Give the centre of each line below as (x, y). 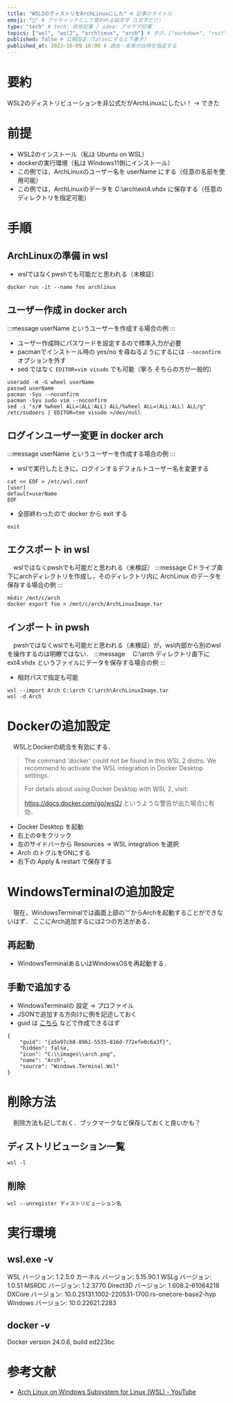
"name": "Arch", (43, 1060)
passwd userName (31, 388)
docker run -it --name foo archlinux (62, 287)
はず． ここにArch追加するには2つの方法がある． (83, 921)
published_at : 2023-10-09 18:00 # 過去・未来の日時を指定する (92, 46)
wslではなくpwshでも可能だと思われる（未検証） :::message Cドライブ (115, 567)
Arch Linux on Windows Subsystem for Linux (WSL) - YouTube (106, 1392)
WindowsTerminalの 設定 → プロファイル (75, 1005)
